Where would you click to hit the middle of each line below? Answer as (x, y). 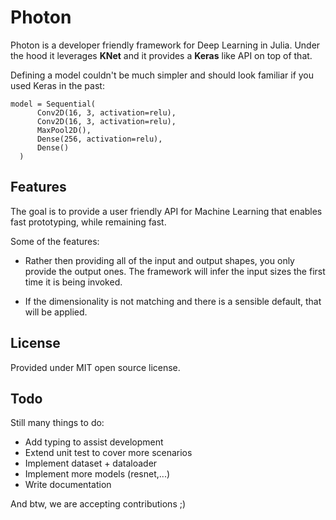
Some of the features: (55, 241)
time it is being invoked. (73, 282)
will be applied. (56, 312)
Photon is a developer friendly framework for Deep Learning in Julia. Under (165, 45)
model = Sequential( (53, 104)
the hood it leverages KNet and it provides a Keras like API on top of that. (161, 55)
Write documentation (68, 485)
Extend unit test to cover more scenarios (108, 453)
